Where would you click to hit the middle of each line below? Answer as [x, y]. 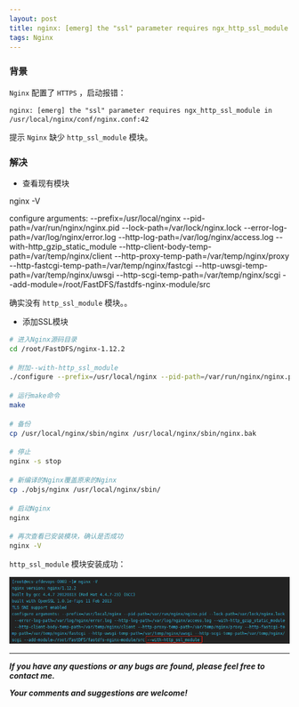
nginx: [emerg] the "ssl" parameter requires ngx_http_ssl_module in [141, 110]
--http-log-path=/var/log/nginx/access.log [196, 237]
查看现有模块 [45, 183]
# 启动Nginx [30, 508]
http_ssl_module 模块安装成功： [68, 564]
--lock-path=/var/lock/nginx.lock [182, 228]
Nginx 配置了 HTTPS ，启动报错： [68, 92]
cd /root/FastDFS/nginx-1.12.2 [67, 349]
